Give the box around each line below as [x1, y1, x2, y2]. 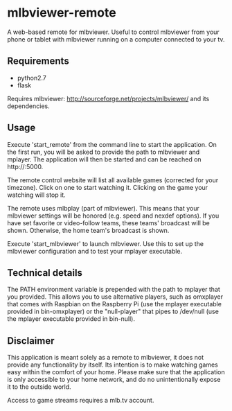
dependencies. [7, 102, 50, 110]
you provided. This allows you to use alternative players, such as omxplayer [7, 292, 224, 301]
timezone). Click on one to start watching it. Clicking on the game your [7, 183, 208, 191]
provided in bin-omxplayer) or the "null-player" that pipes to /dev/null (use [7, 307, 220, 316]
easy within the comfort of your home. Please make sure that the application [7, 368, 225, 376]
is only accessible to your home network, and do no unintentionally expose [7, 376, 221, 384]
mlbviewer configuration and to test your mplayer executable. [7, 247, 183, 255]
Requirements [7, 55, 69, 67]
